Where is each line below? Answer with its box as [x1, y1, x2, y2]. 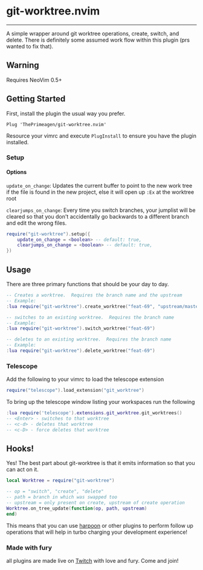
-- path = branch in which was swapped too [6, 494, 118, 501]
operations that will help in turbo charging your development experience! [6, 528, 188, 536]
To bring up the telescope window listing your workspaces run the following [6, 399, 195, 406]
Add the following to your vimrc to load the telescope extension [6, 376, 164, 383]
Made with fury [6, 543, 53, 552]
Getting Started [6, 94, 66, 104]
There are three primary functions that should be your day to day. [6, 281, 169, 287]
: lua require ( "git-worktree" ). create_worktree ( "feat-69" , [6, 303, 155, 309]
